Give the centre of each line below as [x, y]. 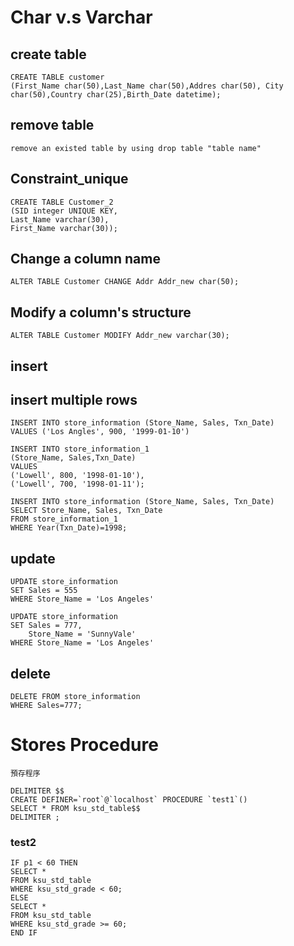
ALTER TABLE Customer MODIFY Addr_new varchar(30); [120, 336]
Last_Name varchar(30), [60, 219]
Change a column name [85, 259]
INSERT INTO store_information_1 [80, 449]
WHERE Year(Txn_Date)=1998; [69, 528]
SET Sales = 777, [46, 626]
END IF [24, 933]
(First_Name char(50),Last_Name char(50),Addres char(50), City [147, 86]
